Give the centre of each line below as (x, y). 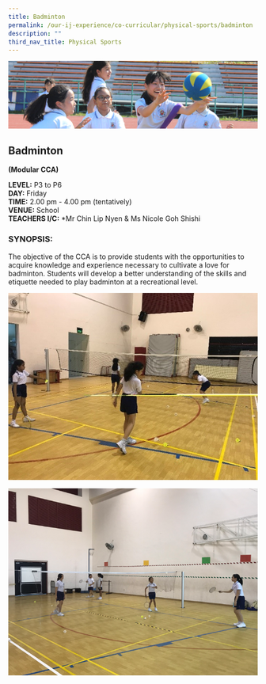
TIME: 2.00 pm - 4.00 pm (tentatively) (70, 202)
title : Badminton (37, 17)
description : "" (35, 33)
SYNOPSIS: (30, 239)
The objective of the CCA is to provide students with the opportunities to (126, 256)
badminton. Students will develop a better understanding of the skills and (127, 273)
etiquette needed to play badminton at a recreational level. (103, 282)
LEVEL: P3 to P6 (35, 185)
